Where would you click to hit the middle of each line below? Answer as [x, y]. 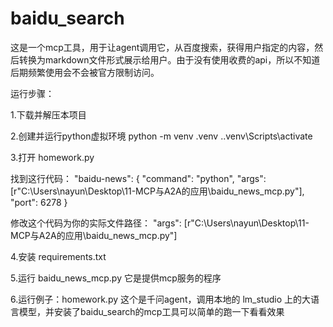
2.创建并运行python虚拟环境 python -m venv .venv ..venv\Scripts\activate [161, 136]
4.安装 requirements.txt [58, 256]
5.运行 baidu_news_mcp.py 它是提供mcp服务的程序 [116, 278]
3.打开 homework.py [52, 157]
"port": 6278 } [39, 202]
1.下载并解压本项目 [48, 114]
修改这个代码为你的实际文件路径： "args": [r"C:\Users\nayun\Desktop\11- [160, 223]
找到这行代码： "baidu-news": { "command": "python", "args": [138, 178]
